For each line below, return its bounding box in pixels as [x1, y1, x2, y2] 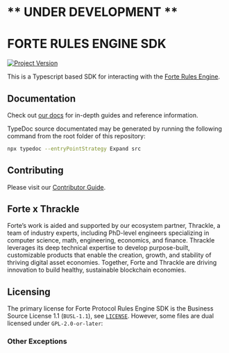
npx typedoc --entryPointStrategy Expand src [7, 145, 141, 152]
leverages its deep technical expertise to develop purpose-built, [7, 244, 190, 252]
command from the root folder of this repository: [7, 131, 146, 140]
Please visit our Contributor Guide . [7, 183, 106, 191]
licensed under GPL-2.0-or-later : [7, 319, 103, 327]
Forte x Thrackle [7, 203, 80, 215]
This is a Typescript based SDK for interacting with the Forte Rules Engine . [7, 72, 221, 81]
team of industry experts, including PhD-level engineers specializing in [7, 229, 210, 237]
